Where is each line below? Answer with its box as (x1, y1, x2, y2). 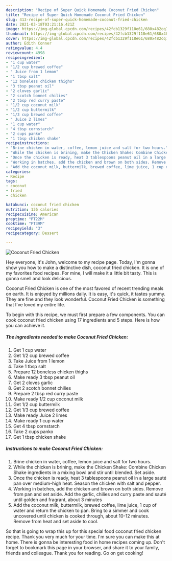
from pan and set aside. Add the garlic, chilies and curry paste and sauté (13, 491, 166, 497)
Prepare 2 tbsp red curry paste (13, 390, 79, 396)
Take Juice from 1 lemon (13, 357, 65, 364)
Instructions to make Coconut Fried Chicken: (6, 445, 103, 452)
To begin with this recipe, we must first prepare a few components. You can (6, 311, 165, 318)
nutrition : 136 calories (6, 207, 59, 212)
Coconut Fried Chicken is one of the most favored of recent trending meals (6, 285, 164, 291)
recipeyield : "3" (6, 226, 43, 231)
